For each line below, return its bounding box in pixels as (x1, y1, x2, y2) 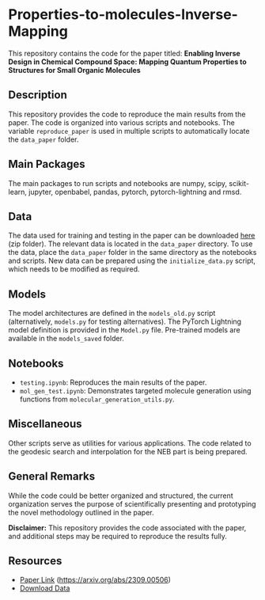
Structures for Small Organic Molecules (8, 65, 141, 74)
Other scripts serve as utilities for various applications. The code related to (8, 438, 252, 448)
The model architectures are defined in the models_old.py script (8, 309, 216, 318)
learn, (8, 187, 28, 196)
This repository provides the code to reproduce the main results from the (8, 109, 246, 119)
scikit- (229, 178, 249, 188)
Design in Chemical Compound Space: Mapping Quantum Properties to (8, 57, 247, 66)
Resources (8, 554, 62, 568)
